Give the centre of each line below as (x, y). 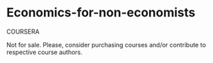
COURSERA (23, 32)
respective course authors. (45, 52)
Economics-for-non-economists (101, 13)
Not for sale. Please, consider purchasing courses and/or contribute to (106, 45)
